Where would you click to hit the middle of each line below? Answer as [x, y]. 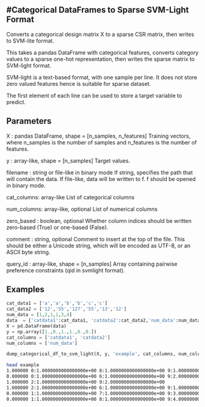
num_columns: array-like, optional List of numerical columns [82, 209]
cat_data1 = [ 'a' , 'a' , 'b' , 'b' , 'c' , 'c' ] [57, 303]
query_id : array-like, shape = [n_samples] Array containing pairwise [92, 264]
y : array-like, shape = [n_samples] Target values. [68, 160]
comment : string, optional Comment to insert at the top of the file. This [95, 239]
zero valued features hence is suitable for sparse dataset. [79, 83]
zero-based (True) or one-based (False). [57, 227]
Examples [25, 290]
